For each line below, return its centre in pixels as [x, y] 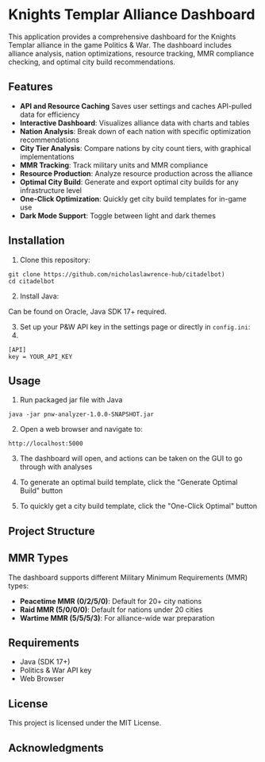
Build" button [41, 491]
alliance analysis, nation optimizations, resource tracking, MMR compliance [131, 53]
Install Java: [39, 296]
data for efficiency [50, 114]
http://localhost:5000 [46, 444]
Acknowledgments [56, 748]
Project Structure [52, 531]
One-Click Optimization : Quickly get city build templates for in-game [133, 198]
